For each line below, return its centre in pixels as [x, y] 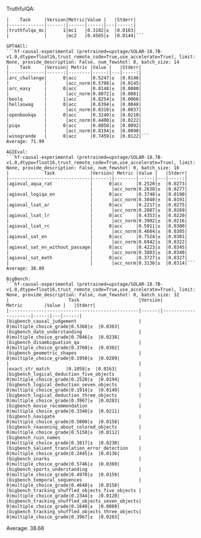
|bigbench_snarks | [74, 459]
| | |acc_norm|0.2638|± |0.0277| [97, 189]
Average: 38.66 [25, 528]
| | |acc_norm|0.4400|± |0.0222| [74, 120]
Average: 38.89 [25, 268]
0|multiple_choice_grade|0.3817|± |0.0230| [63, 443]
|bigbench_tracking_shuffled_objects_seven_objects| [74, 501]
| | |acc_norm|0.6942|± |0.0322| [97, 242]
